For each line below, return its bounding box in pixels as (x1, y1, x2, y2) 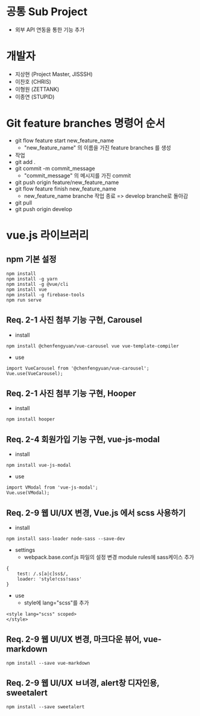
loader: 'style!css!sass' (17, 576, 83, 582)
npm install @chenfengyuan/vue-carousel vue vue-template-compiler (6, 343, 180, 349)
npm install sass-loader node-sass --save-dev (6, 536, 125, 542)
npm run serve (6, 297, 42, 303)
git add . (14, 158, 36, 165)
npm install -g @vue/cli (6, 281, 69, 287)
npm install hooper (6, 416, 55, 422)
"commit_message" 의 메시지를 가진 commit (23, 172, 131, 179)
